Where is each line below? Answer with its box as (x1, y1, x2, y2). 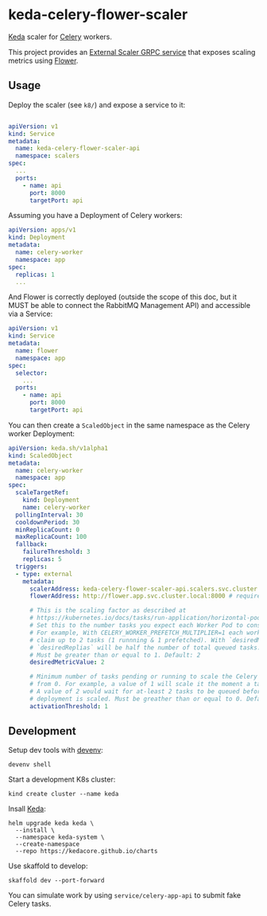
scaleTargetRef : (15, 489, 69, 497)
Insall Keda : (8, 804, 46, 813)
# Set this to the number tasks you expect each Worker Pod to (29, 622, 244, 630)
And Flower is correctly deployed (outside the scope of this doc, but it (8, 292, 237, 302)
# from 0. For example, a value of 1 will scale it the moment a (29, 680, 250, 688)
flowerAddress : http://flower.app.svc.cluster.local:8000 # (29, 592, 233, 600)
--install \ (15, 826, 56, 835)
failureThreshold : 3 (22, 548, 91, 556)
